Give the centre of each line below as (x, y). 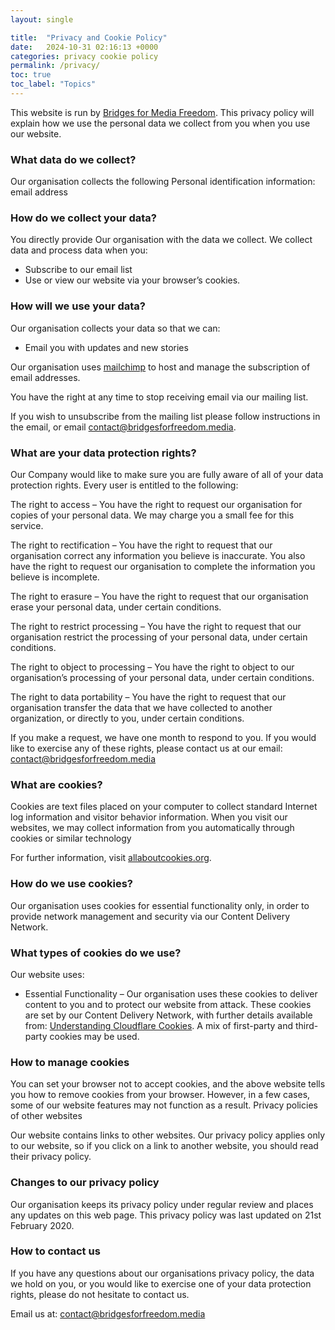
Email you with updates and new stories (106, 347)
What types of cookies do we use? (96, 953)
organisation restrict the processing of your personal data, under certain (159, 637)
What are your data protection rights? (103, 453)
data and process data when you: (79, 250)
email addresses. (45, 377)
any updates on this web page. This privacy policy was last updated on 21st (166, 1215)
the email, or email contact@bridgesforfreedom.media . (123, 427)
